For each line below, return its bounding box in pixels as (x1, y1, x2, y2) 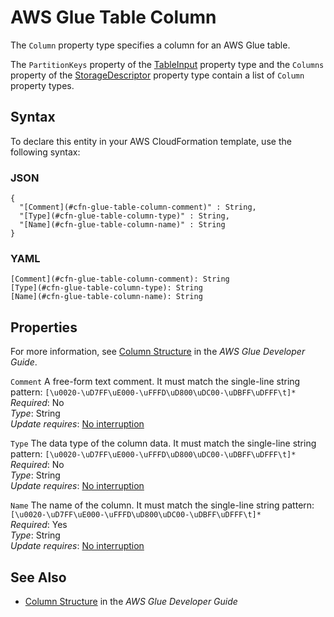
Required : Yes (10, 519, 68, 531)
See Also (10, 569, 67, 586)
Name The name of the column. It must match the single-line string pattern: (10, 499, 315, 511)
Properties (10, 319, 78, 336)
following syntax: (10, 146, 81, 158)
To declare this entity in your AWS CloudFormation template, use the (10, 135, 292, 147)
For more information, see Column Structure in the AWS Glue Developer (10, 346, 306, 358)
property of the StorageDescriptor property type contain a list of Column (10, 69, 305, 81)
